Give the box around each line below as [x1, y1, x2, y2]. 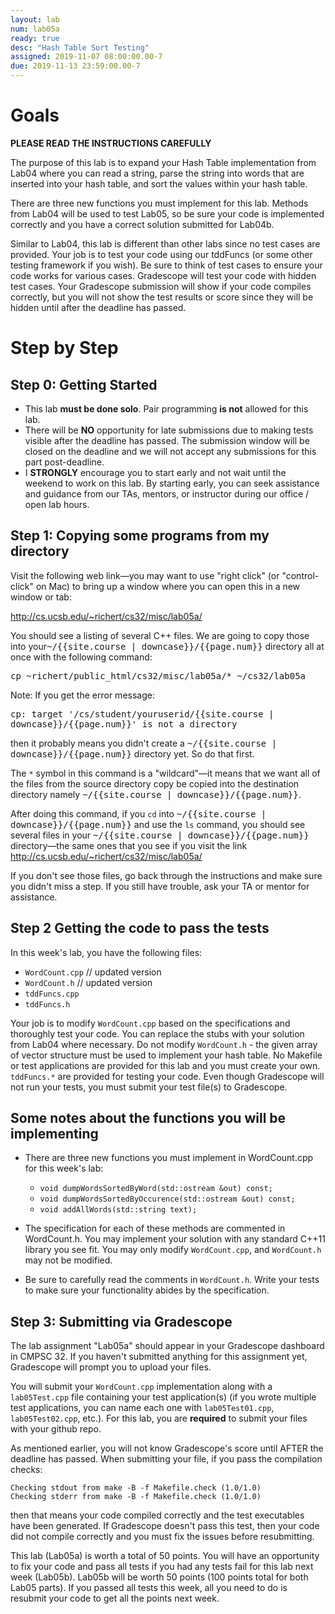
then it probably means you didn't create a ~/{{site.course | [10, 737, 278, 749]
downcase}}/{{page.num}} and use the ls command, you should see [10, 818, 306, 830]
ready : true [10, 33, 60, 43]
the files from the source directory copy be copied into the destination [10, 777, 300, 790]
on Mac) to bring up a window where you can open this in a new [35, 580, 301, 592]
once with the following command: [10, 651, 153, 663]
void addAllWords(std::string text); [39, 1205, 198, 1215]
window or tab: [10, 591, 72, 603]
